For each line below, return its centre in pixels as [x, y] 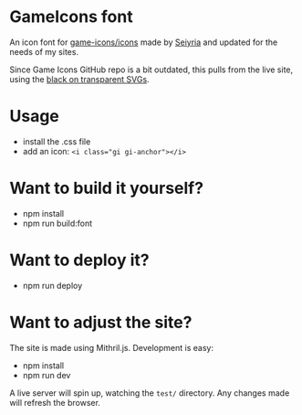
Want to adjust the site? [101, 322]
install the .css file [57, 141]
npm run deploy [52, 285]
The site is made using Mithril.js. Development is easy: [112, 347]
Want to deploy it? [80, 260]
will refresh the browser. [55, 402]
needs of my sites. [44, 51]
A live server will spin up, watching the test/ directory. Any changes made [150, 393]
